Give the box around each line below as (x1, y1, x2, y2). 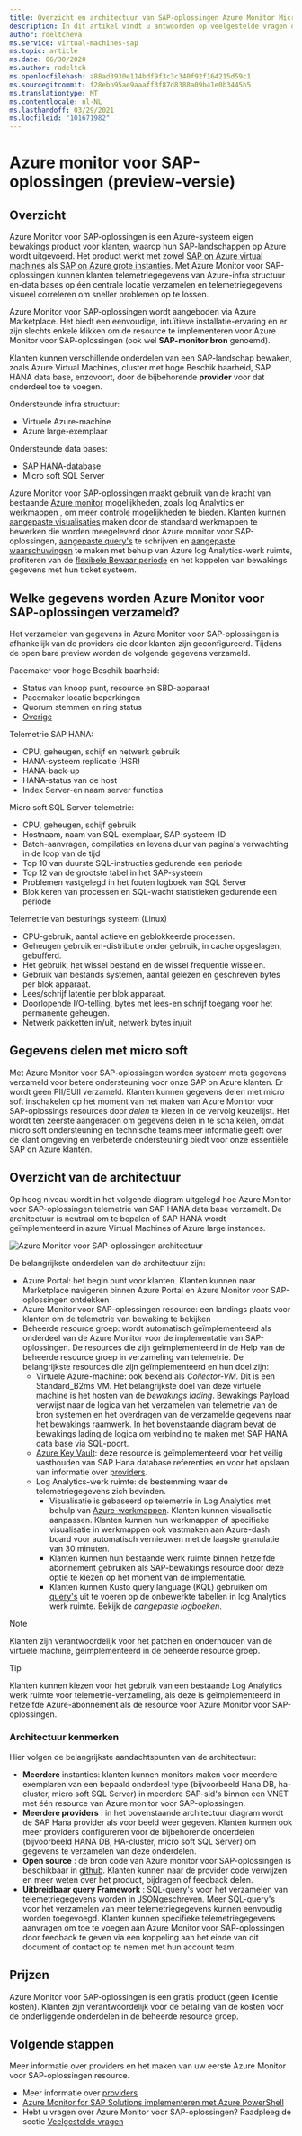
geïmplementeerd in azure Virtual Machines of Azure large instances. (9, 1222, 266, 1233)
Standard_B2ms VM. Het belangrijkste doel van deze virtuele (35, 1380, 262, 1391)
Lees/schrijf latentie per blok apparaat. (22, 988, 166, 999)
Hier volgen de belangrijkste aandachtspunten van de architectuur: (9, 1751, 257, 1762)
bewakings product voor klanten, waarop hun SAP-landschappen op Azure (9, 241, 287, 252)
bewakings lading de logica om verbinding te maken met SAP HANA (35, 1428, 289, 1438)
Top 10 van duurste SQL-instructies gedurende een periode (22, 857, 243, 868)
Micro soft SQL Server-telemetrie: (9, 801, 135, 812)
